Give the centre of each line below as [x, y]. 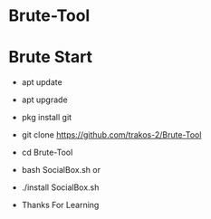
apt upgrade [45, 100]
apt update [42, 82]
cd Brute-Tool [47, 152]
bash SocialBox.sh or [61, 170]
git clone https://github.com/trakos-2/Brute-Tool [111, 135]
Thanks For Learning [60, 205]
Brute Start [50, 57]
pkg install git [47, 118]
